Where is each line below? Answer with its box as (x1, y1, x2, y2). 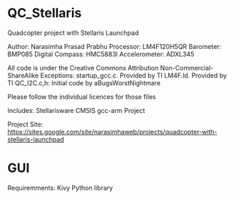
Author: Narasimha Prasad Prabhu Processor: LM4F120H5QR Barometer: (7, 42, 222, 50)
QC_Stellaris (7, 5, 82, 21)
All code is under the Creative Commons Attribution (7, 63, 159, 72)
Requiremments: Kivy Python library (7, 183, 113, 192)
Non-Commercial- (160, 63, 214, 72)
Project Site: (7, 119, 44, 129)
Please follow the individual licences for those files (7, 92, 156, 101)
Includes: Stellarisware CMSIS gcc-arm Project (7, 106, 146, 114)
